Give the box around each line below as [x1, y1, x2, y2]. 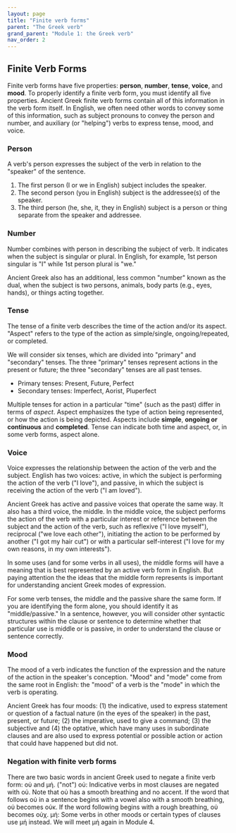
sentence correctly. [7, 632, 64, 641]
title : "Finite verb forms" [7, 17, 90, 24]
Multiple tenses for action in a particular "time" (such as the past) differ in [7, 400, 221, 409]
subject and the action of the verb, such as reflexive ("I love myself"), [7, 522, 209, 531]
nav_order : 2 [7, 37, 46, 44]
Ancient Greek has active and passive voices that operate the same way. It [7, 500, 224, 508]
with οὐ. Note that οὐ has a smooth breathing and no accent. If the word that [7, 787, 230, 796]
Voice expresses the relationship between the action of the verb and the [7, 464, 217, 472]
